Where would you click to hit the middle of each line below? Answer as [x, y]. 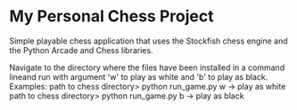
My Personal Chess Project [111, 16]
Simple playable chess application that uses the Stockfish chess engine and [148, 41]
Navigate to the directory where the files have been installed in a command [147, 67]
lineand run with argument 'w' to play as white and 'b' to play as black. [139, 76]
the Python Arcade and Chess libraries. [81, 50]
